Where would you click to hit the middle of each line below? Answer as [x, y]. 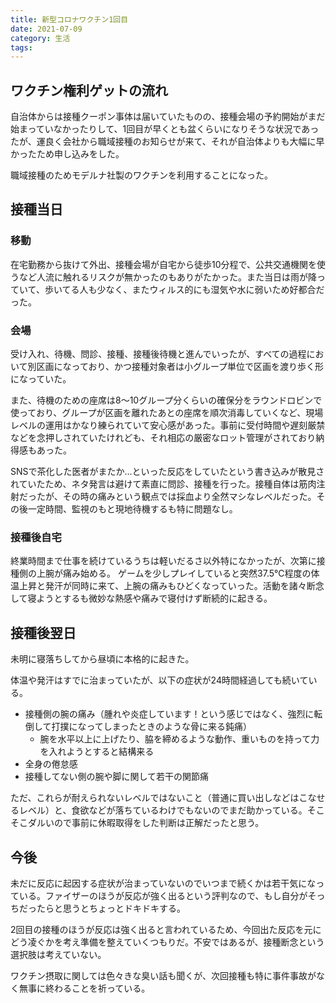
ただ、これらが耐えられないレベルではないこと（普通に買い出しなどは [155, 798]
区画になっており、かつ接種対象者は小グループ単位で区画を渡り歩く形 [180, 367]
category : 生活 [40, 38]
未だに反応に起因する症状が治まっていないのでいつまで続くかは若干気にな [163, 883]
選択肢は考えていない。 [58, 954]
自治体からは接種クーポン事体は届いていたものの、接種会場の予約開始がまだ [168, 117]
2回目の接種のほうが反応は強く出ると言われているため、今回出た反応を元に [166, 929]
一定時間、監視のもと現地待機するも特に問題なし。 [132, 509]
